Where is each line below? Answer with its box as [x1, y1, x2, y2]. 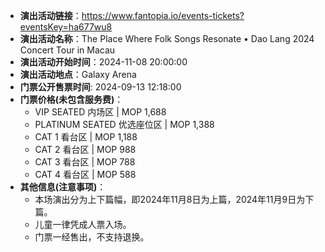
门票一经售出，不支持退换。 [34, 231, 150, 243]
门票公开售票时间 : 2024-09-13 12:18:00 [19, 81, 182, 93]
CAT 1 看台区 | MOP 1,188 [34, 131, 138, 143]
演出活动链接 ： [19, 10, 82, 21]
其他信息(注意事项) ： [19, 181, 107, 193]
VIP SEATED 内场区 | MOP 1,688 [34, 106, 167, 118]
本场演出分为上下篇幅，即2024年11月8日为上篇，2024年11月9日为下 [34, 194, 315, 205]
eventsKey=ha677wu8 [19, 21, 113, 33]
